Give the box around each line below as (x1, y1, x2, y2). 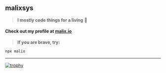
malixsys (5, 4, 34, 12)
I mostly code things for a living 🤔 (17, 17, 87, 23)
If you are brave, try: (17, 39, 60, 45)
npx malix (5, 49, 26, 54)
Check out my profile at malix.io (5, 28, 72, 34)
